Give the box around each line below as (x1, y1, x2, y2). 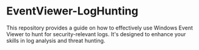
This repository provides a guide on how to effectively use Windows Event (6, 24, 194, 31)
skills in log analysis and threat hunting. (6, 37, 106, 44)
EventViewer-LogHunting (6, 4, 139, 18)
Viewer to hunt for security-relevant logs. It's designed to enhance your (6, 30, 186, 37)
